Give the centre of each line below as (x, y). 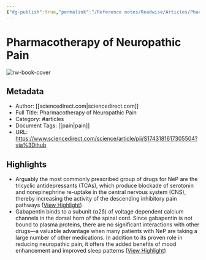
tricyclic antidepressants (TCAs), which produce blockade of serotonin (105, 186)
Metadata (25, 91)
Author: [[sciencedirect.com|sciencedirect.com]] (77, 106)
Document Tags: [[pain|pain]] (52, 125)
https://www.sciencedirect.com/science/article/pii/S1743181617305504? (106, 139)
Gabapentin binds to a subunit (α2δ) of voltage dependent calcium (99, 212)
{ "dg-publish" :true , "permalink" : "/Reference (64, 12)
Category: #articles (40, 119)
